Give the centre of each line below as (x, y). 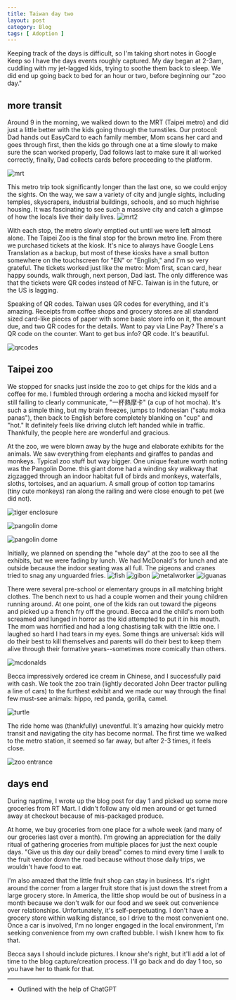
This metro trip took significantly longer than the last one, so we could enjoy (117, 187)
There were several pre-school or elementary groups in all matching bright (115, 589)
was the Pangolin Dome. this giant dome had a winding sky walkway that (112, 468)
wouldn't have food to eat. (45, 866)
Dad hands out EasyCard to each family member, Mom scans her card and (115, 137)
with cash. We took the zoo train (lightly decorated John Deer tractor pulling (117, 684)
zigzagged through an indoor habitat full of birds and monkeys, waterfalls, (114, 476)
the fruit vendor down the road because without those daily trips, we (106, 859)
